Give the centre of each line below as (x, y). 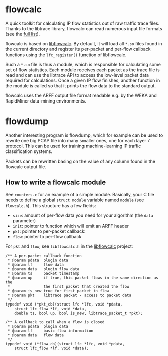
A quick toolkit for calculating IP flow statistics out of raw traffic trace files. (82, 23)
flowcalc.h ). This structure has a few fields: (51, 205)
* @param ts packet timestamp (44, 273)
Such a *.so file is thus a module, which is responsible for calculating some (83, 64)
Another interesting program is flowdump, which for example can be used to (84, 135)
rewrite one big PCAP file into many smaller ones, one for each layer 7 (78, 140)
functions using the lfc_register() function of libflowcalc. (66, 55)
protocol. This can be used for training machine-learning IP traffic (73, 146)
